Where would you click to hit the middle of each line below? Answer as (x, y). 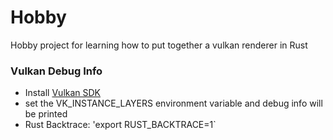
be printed (46, 114)
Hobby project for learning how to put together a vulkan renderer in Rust (159, 45)
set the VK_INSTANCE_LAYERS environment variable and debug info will (173, 103)
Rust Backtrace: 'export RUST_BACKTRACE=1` (120, 125)
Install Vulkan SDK (63, 93)
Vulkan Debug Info (56, 71)
